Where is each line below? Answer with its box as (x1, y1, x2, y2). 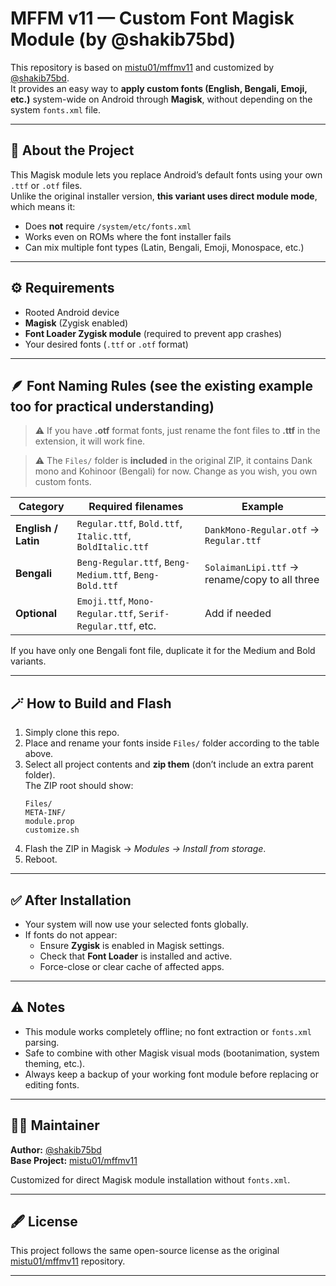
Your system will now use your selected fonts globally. (24, 918, 249, 930)
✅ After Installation (10, 892, 132, 909)
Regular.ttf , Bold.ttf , (76, 517, 183, 531)
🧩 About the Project (10, 142, 135, 159)
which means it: (10, 200, 76, 212)
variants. (10, 655, 47, 667)
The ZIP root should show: (24, 780, 134, 792)
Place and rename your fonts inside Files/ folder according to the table (24, 737, 320, 749)
